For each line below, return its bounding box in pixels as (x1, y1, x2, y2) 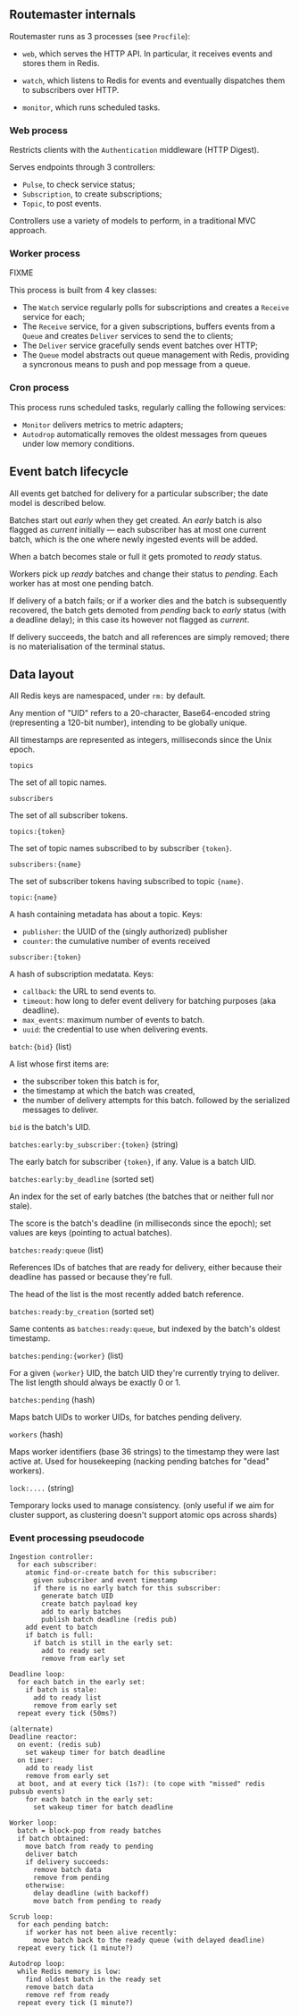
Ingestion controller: (9, 1552, 94, 1561)
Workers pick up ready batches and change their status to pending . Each (9, 568, 278, 579)
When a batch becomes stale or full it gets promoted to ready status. (9, 551, 262, 561)
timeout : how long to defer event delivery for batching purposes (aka (21, 996, 277, 1007)
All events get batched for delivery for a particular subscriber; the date (9, 487, 269, 499)
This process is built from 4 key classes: (9, 285, 158, 296)
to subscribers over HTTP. (21, 84, 120, 95)
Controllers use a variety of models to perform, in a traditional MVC (9, 215, 256, 226)
